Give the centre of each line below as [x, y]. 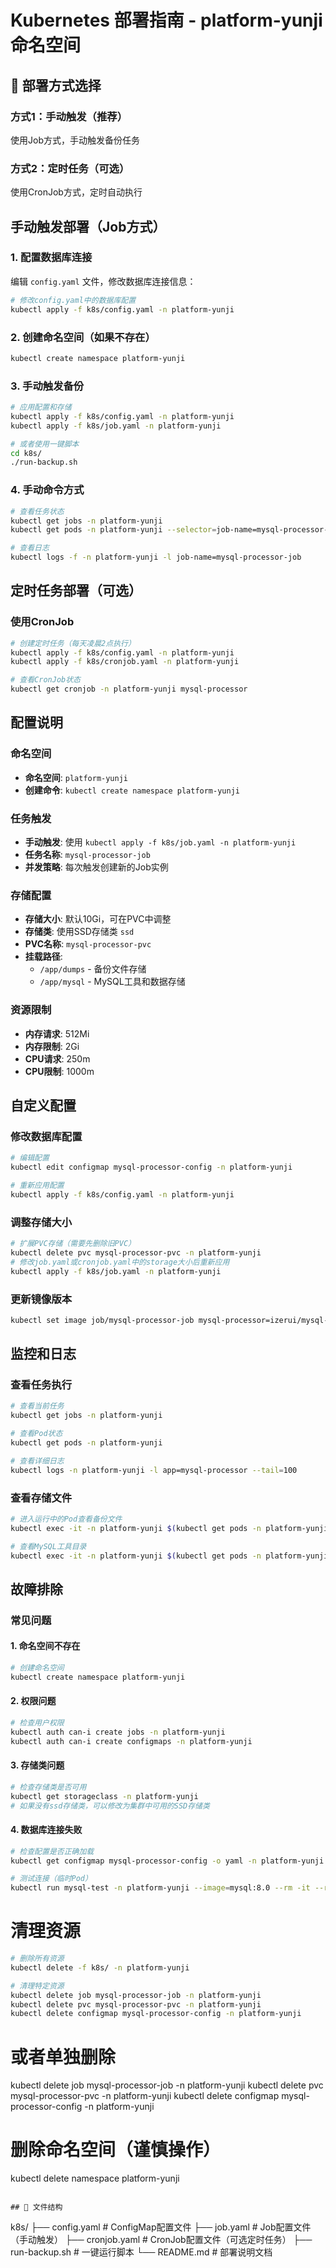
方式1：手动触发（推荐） [69, 116]
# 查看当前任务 [37, 1406]
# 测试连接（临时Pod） [51, 1879]
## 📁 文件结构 [36, 2207]
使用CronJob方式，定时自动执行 [76, 192]
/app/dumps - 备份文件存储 [93, 969]
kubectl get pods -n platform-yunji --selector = [113, 530]
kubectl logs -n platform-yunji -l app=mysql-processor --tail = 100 [154, 1470]
